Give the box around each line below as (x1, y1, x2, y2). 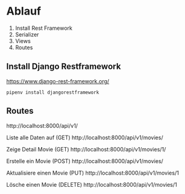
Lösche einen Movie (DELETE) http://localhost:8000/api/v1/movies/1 (6, 181, 178, 188)
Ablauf (6, 4, 41, 18)
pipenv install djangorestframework (6, 89, 99, 95)
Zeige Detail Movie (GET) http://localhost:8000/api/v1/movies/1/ (6, 145, 166, 153)
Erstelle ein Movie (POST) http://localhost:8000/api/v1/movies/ (6, 157, 164, 165)
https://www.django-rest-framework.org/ (6, 77, 110, 85)
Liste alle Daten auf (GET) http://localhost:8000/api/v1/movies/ (6, 134, 163, 141)
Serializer (15, 30, 40, 38)
